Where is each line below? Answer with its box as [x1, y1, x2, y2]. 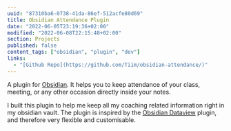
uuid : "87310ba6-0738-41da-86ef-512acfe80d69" [7, 10, 143, 17]
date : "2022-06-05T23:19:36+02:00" [7, 23, 110, 30]
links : [7, 55, 26, 62]
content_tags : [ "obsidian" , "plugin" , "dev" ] [7, 49, 140, 56]
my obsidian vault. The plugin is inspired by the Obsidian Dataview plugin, [7, 108, 217, 117]
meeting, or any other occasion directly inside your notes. [7, 88, 171, 96]
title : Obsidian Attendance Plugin [7, 17, 110, 23]
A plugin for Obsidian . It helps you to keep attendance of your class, [7, 80, 201, 88]
